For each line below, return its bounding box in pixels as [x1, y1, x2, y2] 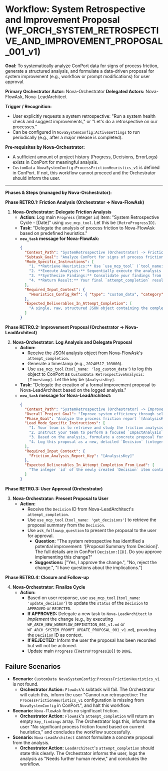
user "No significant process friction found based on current [19, 723, 145, 729]
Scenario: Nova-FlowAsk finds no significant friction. [12, 707, 119, 713]
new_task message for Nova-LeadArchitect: [19, 392, 111, 398]
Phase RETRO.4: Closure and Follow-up [5, 574, 89, 580]
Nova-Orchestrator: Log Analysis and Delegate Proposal [12, 339, 132, 345]
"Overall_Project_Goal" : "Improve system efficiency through [24, 411, 155, 416]
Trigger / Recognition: [5, 103, 52, 109]
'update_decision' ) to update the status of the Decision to [27, 600, 148, 606]
